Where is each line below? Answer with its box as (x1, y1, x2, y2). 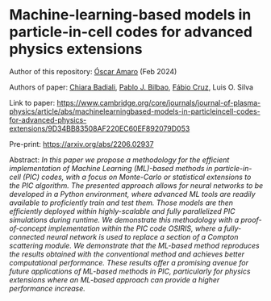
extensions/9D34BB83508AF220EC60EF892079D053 (9, 123, 190, 133)
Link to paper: (9, 98, 56, 107)
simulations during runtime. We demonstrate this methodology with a (9, 215, 240, 224)
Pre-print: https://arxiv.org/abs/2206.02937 (9, 139, 154, 148)
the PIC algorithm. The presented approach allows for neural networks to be (9, 180, 264, 190)
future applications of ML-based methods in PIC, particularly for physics (9, 266, 251, 276)
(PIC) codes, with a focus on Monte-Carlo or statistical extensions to (22, 172, 252, 182)
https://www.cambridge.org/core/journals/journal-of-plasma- (56, 98, 261, 107)
